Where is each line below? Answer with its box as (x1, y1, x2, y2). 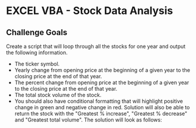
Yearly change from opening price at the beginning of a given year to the (14, 67, 190, 74)
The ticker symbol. (14, 60, 60, 67)
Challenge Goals (6, 27, 68, 37)
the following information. (6, 49, 68, 56)
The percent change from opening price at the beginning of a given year (14, 79, 189, 86)
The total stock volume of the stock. (14, 92, 102, 98)
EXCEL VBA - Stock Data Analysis (6, 4, 173, 18)
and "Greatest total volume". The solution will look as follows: (14, 116, 162, 123)
